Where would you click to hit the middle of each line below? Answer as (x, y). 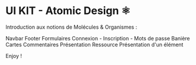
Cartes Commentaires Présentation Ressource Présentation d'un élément (94, 45)
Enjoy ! (14, 56)
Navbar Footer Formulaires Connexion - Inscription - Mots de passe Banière (98, 38)
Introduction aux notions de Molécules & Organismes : (71, 27)
